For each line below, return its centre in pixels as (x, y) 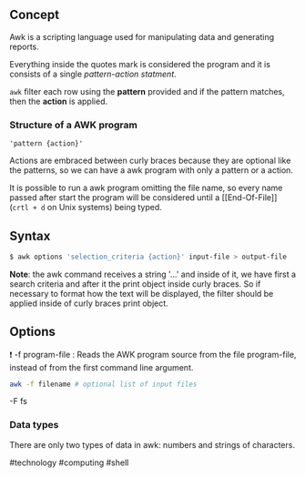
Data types (34, 425)
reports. (24, 46)
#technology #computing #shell (69, 462)
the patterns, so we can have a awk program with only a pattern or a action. (152, 170)
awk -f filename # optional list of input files (103, 384)
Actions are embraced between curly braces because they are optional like (150, 161)
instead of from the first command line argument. (102, 367)
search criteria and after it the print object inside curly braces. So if (135, 284)
